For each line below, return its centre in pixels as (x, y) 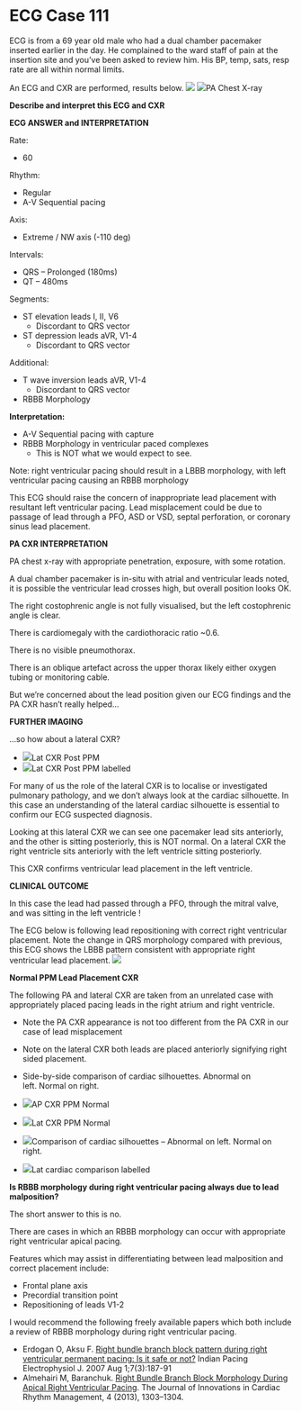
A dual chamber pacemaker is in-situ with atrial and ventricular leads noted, (150, 578)
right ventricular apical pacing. (66, 1241)
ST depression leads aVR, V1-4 (80, 335)
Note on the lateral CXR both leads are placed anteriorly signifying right (155, 1049)
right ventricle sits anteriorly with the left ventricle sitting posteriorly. (136, 851)
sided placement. (54, 1058)
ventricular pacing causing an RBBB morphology (99, 480)
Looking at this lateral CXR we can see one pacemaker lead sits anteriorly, (146, 832)
